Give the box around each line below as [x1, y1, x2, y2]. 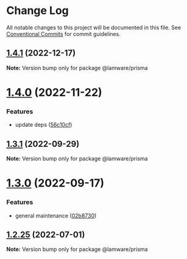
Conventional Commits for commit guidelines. [6, 30, 121, 37]
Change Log [6, 4, 69, 18]
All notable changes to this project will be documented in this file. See [6, 24, 182, 31]
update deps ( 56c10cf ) [15, 121, 72, 129]
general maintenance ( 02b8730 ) [15, 211, 97, 219]
